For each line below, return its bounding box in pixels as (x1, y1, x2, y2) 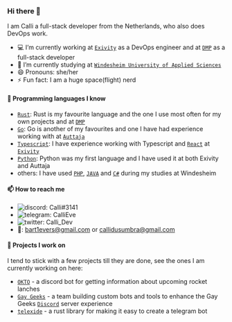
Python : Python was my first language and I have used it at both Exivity (17, 154, 220, 162)
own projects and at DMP (17, 117, 85, 126)
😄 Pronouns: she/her (17, 68, 78, 76)
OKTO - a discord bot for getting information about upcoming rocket (17, 277, 208, 285)
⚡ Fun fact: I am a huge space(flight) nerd (17, 76, 136, 84)
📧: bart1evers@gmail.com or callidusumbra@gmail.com (17, 225, 175, 233)
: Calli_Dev (42, 218, 73, 226)
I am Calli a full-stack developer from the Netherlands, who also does (7, 22, 205, 31)
